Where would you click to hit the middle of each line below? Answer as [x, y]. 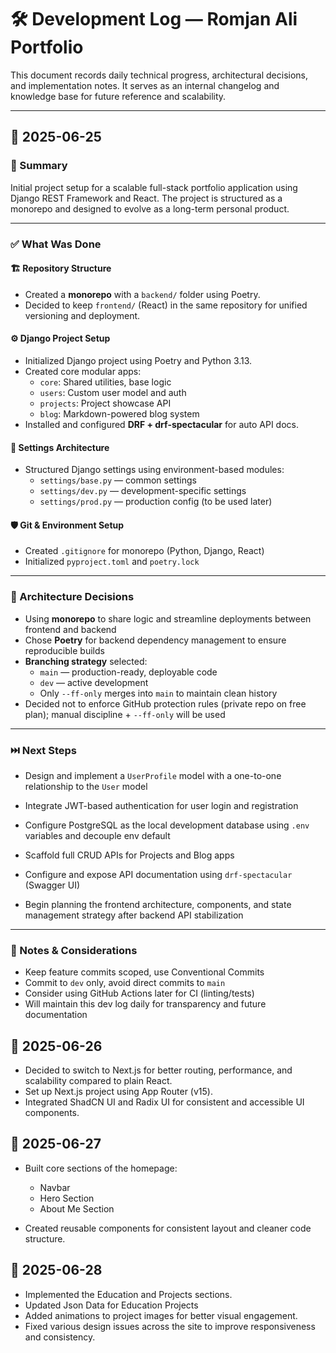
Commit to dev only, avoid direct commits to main [125, 983]
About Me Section [77, 1208]
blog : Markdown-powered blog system [119, 413]
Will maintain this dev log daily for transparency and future [145, 1004]
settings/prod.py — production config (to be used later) [156, 502]
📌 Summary [39, 166]
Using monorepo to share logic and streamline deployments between [168, 618]
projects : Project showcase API [105, 403]
